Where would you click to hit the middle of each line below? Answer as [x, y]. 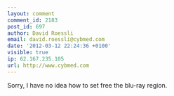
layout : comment [31, 14]
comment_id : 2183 [33, 20]
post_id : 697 [26, 26]
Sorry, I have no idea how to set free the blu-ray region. [87, 85]
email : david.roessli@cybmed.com [56, 40]
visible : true [28, 53]
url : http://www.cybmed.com [48, 65]
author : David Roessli [40, 33]
